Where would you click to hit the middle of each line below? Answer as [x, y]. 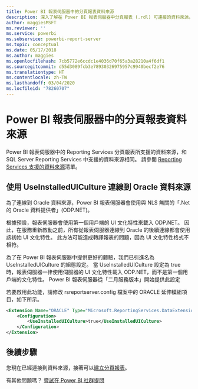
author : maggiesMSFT [32, 22]
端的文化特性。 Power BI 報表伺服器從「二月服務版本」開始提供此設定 [96, 279]
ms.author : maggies [30, 56]
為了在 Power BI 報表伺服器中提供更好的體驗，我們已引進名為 [80, 257]
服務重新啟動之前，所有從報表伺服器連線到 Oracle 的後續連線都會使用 [106, 230]
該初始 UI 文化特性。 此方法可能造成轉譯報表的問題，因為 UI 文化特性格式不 [98, 237]
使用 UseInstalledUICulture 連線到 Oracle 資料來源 [98, 187]
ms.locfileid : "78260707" [38, 89]
